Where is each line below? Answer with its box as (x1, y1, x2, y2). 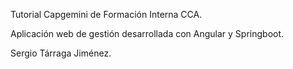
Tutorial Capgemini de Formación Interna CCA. (10, 9, 203, 20)
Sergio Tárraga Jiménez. (10, 47, 112, 59)
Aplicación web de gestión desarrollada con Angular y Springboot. (10, 28, 285, 39)
